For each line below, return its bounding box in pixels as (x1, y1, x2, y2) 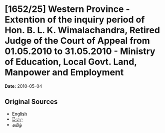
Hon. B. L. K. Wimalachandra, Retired (4, 25, 161, 36)
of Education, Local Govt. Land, (4, 56, 137, 67)
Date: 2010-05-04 (4, 83, 42, 89)
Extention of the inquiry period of (4, 14, 145, 25)
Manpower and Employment (4, 67, 124, 78)
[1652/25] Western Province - (4, 3, 130, 15)
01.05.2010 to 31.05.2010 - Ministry (4, 46, 156, 57)
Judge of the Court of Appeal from (4, 35, 150, 47)
